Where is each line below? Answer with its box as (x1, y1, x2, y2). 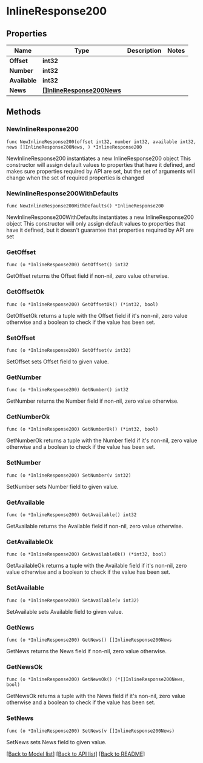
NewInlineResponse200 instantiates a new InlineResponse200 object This (6, 155, 191, 162)
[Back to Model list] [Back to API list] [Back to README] (6, 750, 145, 758)
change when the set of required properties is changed (6, 174, 144, 181)
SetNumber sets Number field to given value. (6, 483, 119, 490)
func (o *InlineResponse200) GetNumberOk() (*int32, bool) (6, 426, 159, 432)
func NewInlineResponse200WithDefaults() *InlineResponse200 (6, 203, 164, 209)
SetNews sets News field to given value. (6, 738, 107, 745)
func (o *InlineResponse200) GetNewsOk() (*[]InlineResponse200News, (6, 676, 186, 683)
